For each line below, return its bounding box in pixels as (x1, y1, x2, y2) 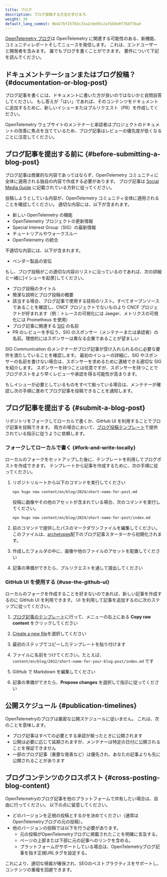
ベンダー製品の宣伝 (12, 258, 52, 264)
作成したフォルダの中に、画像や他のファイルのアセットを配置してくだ (12, 548, 156, 554)
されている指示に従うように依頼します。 (5, 430, 88, 437)
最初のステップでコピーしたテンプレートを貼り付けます (12, 642, 126, 648)
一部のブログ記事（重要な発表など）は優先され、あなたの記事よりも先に (12, 751, 161, 757)
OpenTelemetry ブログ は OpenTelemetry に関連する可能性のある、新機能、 (5, 35, 159, 41)
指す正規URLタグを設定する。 (28, 850, 89, 856)
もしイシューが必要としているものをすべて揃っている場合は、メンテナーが (5, 381, 157, 387)
